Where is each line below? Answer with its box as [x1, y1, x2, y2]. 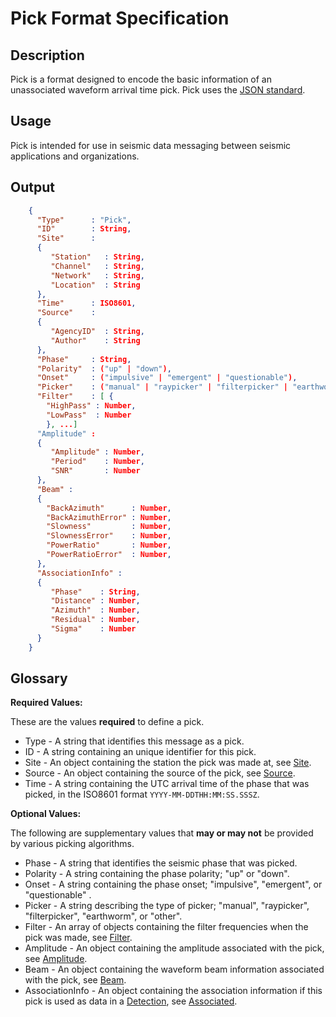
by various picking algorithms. [10, 838, 135, 850]
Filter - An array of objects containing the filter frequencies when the [24, 921, 309, 933]
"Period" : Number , [50, 457, 145, 467]
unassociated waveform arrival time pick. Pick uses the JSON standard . [10, 84, 306, 96]
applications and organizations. [10, 150, 140, 162]
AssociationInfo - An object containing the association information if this [24, 985, 323, 997]
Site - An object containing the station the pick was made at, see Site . [24, 757, 312, 769]
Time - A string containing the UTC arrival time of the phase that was [24, 778, 310, 790]
